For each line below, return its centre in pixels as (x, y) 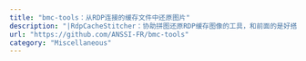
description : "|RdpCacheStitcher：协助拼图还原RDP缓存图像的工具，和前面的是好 (150, 26)
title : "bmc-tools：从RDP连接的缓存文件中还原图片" (100, 17)
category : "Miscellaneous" (61, 43)
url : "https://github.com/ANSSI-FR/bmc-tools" (99, 34)
